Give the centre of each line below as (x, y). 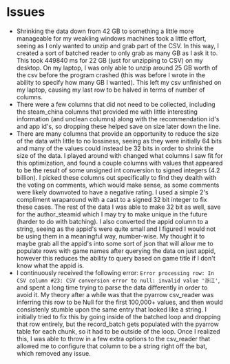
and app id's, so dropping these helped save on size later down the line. (118, 126)
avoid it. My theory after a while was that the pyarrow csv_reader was (115, 294)
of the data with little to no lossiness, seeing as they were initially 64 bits (119, 141)
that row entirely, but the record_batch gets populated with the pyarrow (117, 324)
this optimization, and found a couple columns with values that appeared (119, 163)
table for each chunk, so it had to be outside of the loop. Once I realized (118, 331)
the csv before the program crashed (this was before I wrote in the (111, 75)
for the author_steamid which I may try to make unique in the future (112, 214)
